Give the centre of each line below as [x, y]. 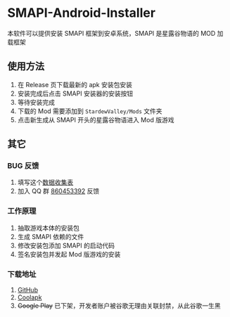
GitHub [28, 290]
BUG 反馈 [23, 166]
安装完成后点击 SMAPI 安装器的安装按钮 [75, 93]
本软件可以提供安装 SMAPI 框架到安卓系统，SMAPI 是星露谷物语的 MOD [111, 33]
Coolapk [30, 297]
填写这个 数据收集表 [45, 182]
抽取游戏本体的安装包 [48, 228]
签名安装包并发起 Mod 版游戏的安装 [69, 254]
